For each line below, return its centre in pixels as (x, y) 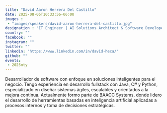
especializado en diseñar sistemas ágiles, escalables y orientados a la (77, 90)
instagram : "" (20, 42)
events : (13, 60)
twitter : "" (17, 47)
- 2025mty (17, 65)
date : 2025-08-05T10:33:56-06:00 (40, 14)
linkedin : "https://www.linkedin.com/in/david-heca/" (62, 51)
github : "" (16, 56)
